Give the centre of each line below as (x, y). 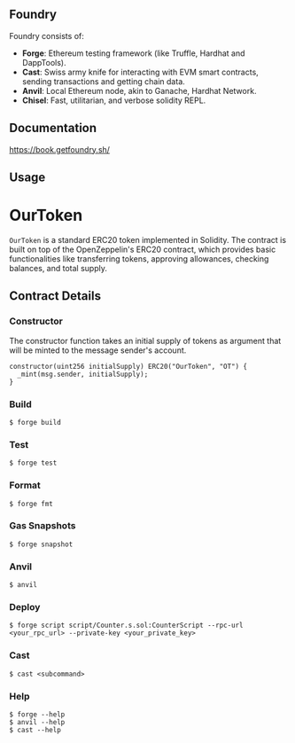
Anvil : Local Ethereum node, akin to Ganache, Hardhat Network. (139, 90)
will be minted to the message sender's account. (98, 350)
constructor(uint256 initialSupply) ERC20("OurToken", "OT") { (128, 366)
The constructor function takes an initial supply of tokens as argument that (145, 340)
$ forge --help (37, 715)
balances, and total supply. (58, 268)
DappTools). (44, 62)
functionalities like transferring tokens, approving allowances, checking (139, 258)
